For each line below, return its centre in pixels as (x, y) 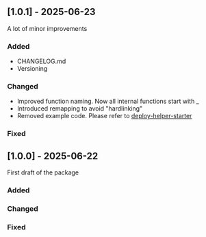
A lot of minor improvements (47, 28)
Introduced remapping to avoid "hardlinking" (80, 109)
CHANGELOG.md (41, 61)
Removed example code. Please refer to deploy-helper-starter (104, 116)
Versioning (32, 69)
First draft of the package (43, 172)
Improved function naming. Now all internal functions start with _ (108, 101)
